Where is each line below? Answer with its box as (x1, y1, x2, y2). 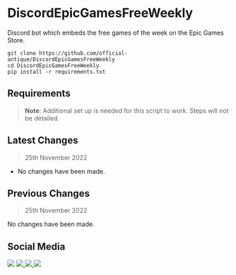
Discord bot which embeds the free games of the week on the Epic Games (7, 28, 224, 37)
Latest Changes (7, 135, 78, 147)
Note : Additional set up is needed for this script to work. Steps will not (24, 106, 229, 115)
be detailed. (24, 113, 60, 122)
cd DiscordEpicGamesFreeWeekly (7, 62, 100, 69)
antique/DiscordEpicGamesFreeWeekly (7, 55, 115, 63)
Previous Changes (7, 187, 90, 199)
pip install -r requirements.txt (7, 68, 106, 75)
